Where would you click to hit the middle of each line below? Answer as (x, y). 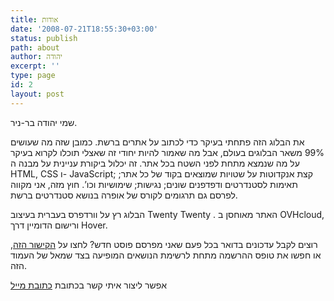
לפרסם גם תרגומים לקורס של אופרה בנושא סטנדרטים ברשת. (124, 195)
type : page (33, 76)
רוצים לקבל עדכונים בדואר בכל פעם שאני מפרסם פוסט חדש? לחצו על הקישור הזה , (164, 244)
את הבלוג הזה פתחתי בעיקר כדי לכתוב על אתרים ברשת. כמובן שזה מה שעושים (157, 142)
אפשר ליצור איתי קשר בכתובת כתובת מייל (88, 285)
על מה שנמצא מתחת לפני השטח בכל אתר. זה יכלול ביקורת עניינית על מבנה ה (155, 163)
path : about (35, 47)
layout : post (37, 94)
